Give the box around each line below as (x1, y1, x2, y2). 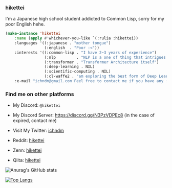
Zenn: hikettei (12, 147, 42, 153)
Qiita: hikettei (12, 157, 41, 163)
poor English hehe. (5, 21, 45, 27)
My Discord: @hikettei (12, 102, 60, 108)
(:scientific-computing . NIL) (44, 69, 111, 74)
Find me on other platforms (5, 90, 74, 98)
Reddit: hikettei (12, 137, 45, 144)
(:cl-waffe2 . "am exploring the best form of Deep (44, 74, 157, 79)
